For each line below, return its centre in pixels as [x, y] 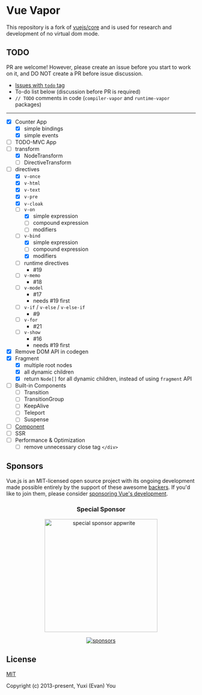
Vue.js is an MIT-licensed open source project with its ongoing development [100, 480]
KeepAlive [36, 406]
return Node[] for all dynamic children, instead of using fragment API [108, 379]
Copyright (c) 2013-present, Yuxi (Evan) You [61, 685]
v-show [32, 332]
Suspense [36, 420]
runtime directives [46, 263]
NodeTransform [43, 156]
